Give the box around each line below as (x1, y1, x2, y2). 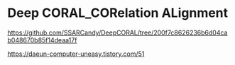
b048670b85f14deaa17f (7, 35, 77, 44)
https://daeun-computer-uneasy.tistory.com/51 (7, 49, 145, 58)
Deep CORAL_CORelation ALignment (7, 5, 229, 21)
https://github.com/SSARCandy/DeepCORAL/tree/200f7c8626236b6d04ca (7, 28, 228, 37)
